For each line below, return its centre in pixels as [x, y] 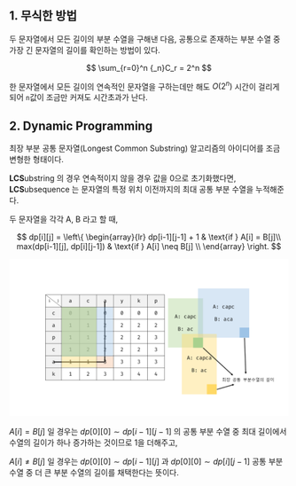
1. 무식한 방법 [43, 16]
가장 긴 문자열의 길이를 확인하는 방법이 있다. [85, 50]
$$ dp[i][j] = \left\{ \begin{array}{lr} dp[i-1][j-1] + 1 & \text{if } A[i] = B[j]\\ [149, 237]
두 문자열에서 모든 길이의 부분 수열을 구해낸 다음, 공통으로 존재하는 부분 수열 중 [145, 39]
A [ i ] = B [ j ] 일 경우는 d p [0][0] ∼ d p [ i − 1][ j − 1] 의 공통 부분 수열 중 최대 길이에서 [148, 431]
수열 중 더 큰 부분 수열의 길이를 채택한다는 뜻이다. [94, 472]
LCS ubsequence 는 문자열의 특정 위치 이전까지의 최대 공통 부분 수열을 [132, 190]
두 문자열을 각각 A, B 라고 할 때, [64, 219]
